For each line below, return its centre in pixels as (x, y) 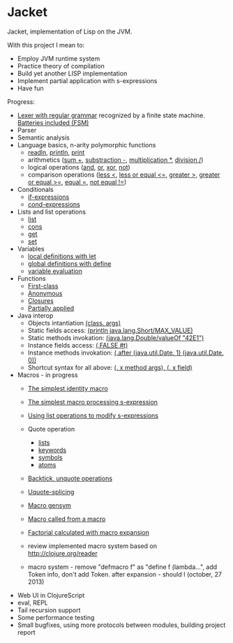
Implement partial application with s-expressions (87, 80)
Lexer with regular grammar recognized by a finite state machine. (111, 115)
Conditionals (35, 189)
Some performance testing (56, 617)
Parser (27, 130)
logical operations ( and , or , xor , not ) (79, 167)
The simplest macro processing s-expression (93, 401)
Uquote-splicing (51, 492)
